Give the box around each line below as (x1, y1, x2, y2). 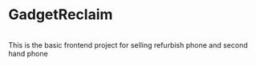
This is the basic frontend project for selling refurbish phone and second (8, 40, 248, 49)
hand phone (8, 49, 48, 58)
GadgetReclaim (8, 6, 113, 24)
